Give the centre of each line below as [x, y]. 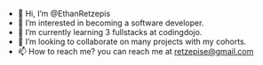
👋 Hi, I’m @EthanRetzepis [64, 14]
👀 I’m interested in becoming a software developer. [111, 23]
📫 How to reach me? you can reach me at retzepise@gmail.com [135, 51]
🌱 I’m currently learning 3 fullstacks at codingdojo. [110, 32]
